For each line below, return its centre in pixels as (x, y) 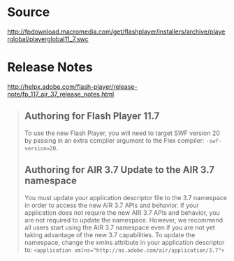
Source (29, 12)
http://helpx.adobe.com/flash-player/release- (72, 86)
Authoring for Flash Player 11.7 (92, 116)
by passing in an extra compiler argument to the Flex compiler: (114, 140)
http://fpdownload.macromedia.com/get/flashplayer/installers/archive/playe (116, 31)
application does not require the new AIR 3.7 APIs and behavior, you (122, 212)
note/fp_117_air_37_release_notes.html (61, 94)
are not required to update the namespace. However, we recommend (124, 220)
